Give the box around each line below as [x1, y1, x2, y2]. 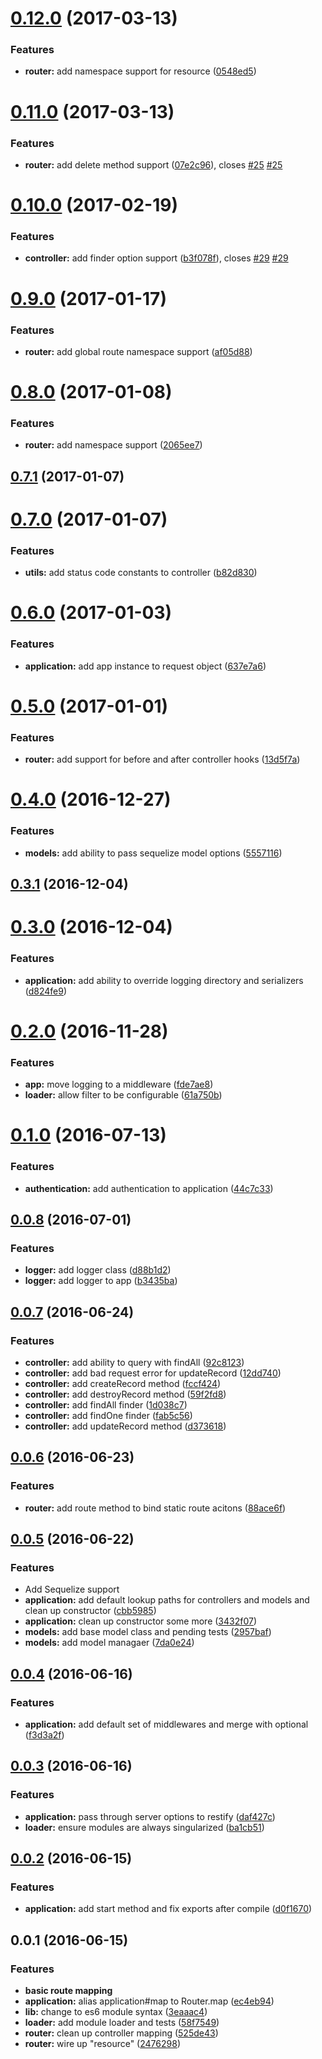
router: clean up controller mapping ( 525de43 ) [24, 2027, 219, 2039]
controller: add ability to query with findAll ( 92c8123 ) [24, 1356, 245, 1368]
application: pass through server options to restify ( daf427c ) [24, 1810, 276, 1822]
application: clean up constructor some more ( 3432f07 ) [24, 1615, 257, 1627]
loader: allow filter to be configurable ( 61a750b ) [24, 1089, 223, 1101]
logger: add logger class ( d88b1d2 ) [24, 1264, 172, 1276]
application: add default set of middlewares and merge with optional [24, 1718, 309, 1731]
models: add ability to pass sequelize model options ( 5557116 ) [24, 847, 283, 859]
